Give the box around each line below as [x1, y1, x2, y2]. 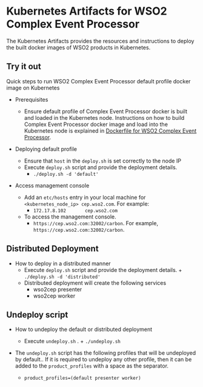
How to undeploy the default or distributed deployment [15, 326, 153, 333]
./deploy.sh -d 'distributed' [24, 274, 101, 280]
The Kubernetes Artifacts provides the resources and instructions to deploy [6, 37, 195, 44]
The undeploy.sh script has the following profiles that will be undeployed [15, 349, 196, 357]
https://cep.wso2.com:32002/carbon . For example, [33, 219, 159, 226]
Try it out [6, 61, 41, 72]
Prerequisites [15, 96, 48, 103]
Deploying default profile [15, 145, 78, 153]
